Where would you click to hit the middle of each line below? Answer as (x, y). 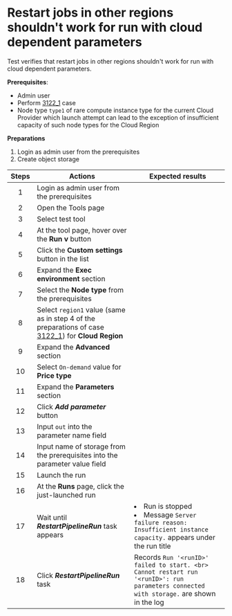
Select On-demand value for (79, 367)
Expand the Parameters (76, 387)
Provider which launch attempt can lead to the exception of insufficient (118, 117)
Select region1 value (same (81, 309)
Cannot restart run (166, 572)
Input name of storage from (81, 446)
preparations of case (71, 327)
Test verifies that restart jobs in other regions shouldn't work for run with (110, 61)
